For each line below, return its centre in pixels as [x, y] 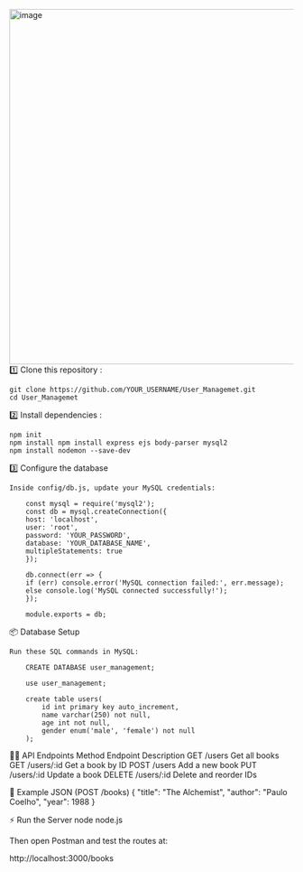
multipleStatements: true [74, 551]
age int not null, [76, 723]
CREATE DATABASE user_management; [90, 668]
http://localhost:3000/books [62, 858]
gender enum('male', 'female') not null [119, 731]
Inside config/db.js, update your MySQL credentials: [113, 488]
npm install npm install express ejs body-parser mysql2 [119, 443]
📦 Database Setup [45, 632]
